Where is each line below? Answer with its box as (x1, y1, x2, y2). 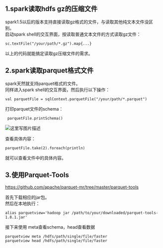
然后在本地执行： (5, 200, 40, 207)
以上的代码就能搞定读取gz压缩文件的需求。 (5, 50, 93, 56)
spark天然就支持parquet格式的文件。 (5, 80, 81, 86)
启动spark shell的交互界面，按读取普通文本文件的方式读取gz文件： (5, 31, 141, 37)
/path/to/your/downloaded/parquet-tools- (71, 210, 159, 216)
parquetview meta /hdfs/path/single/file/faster (5, 234, 108, 239)
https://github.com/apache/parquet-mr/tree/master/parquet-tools (5, 184, 139, 190)
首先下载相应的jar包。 (5, 194, 50, 200)
